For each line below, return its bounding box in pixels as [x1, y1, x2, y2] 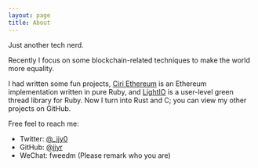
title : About [8, 19, 51, 27]
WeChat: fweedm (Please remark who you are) [19, 150, 171, 160]
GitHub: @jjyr [19, 142, 63, 152]
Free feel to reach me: [8, 119, 80, 128]
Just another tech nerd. [8, 40, 84, 49]
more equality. [8, 63, 55, 73]
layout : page [8, 11, 51, 20]
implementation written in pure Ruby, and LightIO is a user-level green [8, 87, 234, 96]
